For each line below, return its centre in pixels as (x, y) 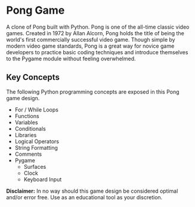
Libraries (26, 135)
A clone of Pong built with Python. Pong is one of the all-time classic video (98, 27)
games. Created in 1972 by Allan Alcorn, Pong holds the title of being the (95, 33)
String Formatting (36, 147)
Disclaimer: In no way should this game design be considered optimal (92, 191)
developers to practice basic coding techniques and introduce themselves (97, 52)
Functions (27, 116)
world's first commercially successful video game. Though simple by (91, 39)
